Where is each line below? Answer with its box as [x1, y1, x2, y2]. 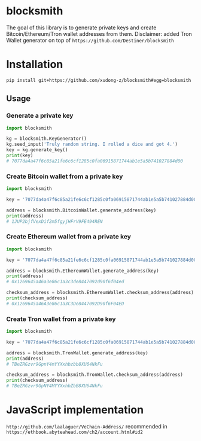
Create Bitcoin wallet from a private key [6, 172, 123, 180]
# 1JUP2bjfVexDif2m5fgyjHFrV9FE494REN [6, 218, 103, 225]
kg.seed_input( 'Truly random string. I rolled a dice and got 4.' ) [6, 142, 178, 148]
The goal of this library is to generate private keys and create [6, 24, 157, 31]
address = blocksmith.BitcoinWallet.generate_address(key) [6, 207, 157, 213]
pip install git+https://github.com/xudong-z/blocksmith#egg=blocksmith [6, 77, 191, 83]
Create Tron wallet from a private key [6, 315, 116, 323]
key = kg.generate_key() [6, 147, 68, 153]
